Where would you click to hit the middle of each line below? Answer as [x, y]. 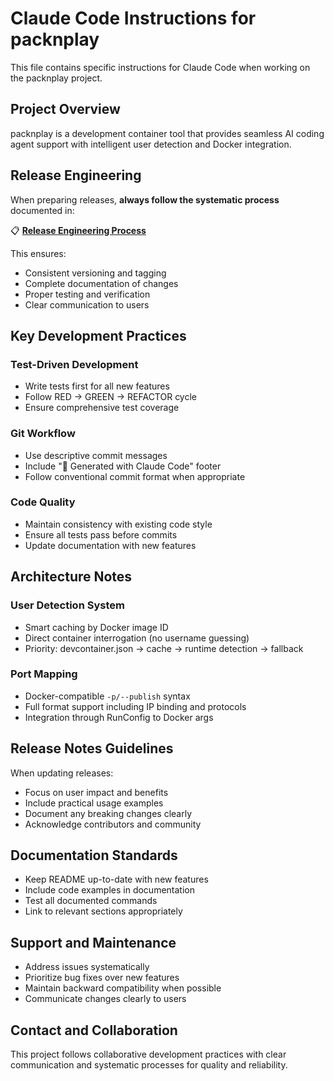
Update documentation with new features [110, 545]
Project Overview [65, 109]
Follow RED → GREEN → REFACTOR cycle [111, 397]
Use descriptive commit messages [96, 455]
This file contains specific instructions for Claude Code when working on [160, 67]
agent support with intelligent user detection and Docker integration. [151, 144]
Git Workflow [43, 434]
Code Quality [43, 502]
